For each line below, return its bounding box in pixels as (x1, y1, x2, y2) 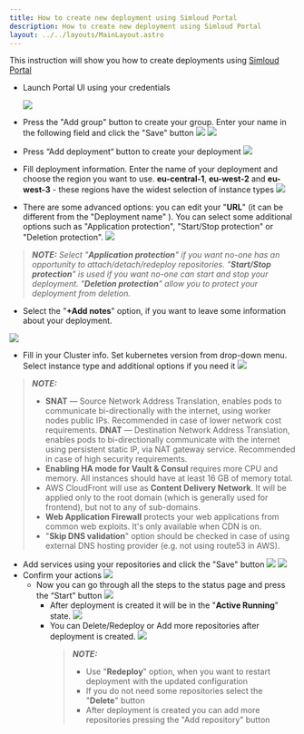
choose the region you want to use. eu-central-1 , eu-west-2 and (22, 173, 266, 184)
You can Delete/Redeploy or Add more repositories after (49, 621, 260, 631)
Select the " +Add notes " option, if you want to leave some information (22, 306, 287, 317)
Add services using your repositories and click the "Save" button (22, 559, 265, 570)
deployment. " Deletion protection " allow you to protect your (31, 279, 259, 289)
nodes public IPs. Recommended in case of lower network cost (44, 415, 282, 426)
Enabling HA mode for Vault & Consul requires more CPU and (44, 464, 279, 475)
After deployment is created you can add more (85, 705, 260, 716)
